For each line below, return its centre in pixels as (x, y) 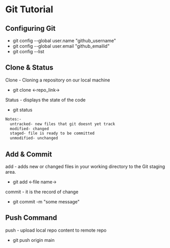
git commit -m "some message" (46, 202)
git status (22, 110)
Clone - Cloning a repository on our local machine (58, 80)
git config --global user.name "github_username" (64, 40)
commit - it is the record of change (42, 192)
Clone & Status (29, 68)
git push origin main (33, 240)
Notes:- (14, 119)
